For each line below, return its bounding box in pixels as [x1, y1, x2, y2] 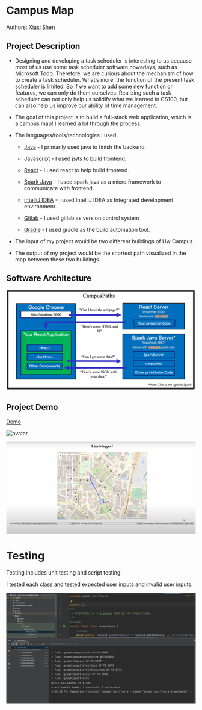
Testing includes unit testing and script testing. [6, 569, 122, 576]
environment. [23, 202, 57, 210]
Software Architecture [6, 273, 92, 284]
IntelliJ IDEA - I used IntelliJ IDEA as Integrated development [23, 196, 173, 204]
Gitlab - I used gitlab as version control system [23, 214, 139, 222]
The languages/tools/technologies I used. [14, 131, 118, 139]
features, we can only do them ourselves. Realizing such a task [14, 89, 171, 96]
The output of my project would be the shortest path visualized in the [14, 249, 186, 257]
